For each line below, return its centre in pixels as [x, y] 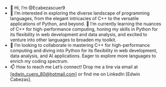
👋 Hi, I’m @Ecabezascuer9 [37, 8]
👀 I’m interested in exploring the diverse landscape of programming [80, 13]
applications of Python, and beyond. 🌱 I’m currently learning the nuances [86, 24]
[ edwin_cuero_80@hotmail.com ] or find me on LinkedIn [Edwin [75, 74]
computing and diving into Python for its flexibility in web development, [84, 51]
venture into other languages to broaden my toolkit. [63, 40]
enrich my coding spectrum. [39, 61]
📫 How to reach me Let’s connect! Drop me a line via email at [74, 67]
